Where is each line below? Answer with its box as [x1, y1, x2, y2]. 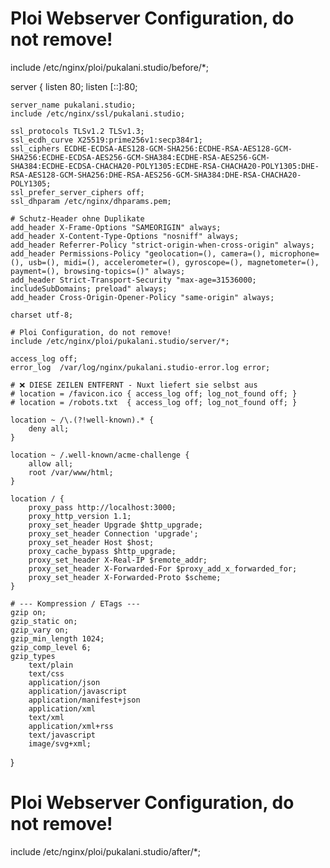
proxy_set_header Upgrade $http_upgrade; [28, 520, 203, 530]
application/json [28, 677, 101, 687]
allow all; [28, 458, 74, 469]
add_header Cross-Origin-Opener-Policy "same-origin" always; [10, 292, 275, 302]
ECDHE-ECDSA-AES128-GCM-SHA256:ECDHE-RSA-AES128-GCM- [63, 143, 293, 154]
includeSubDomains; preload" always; [10, 283, 168, 294]
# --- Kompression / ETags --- [10, 598, 141, 609]
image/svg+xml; [28, 738, 92, 749]
